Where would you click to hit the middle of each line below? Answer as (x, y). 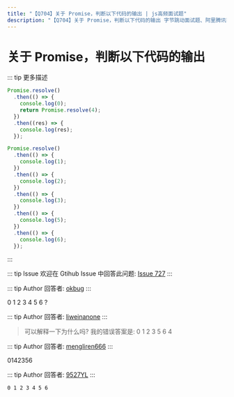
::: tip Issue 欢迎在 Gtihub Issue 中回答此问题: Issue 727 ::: (90, 274)
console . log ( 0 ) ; (44, 104)
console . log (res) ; (46, 130)
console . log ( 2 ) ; (44, 181)
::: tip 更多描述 (28, 77)
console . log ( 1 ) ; (44, 162)
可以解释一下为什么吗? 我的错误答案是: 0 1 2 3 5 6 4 (98, 331)
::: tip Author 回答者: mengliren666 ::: (60, 347)
